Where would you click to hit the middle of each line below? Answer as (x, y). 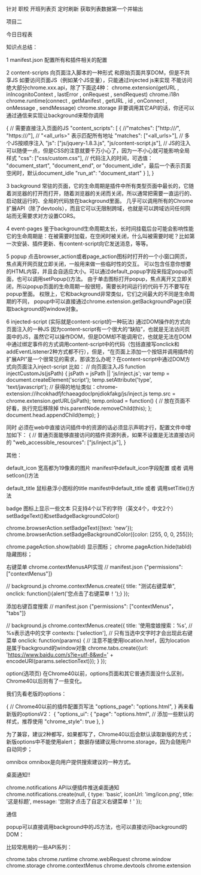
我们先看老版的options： (36, 694)
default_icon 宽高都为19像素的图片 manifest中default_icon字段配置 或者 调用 (100, 468)
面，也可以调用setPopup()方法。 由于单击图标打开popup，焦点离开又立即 (97, 279)
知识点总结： (22, 47)
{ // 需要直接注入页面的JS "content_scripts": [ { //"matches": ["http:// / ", (93, 128)
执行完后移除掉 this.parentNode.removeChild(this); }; (87, 408)
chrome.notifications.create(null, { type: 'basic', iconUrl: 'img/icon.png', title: (100, 794)
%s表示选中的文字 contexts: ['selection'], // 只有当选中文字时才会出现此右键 (100, 633)
